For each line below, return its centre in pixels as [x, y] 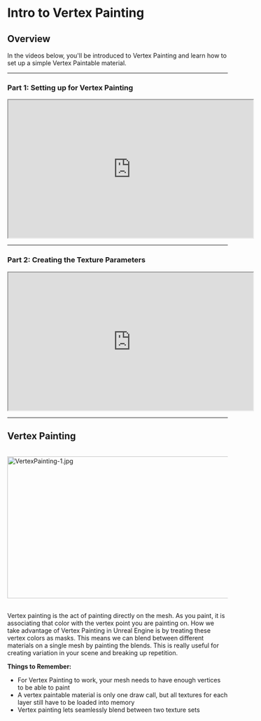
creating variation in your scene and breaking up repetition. [93, 653]
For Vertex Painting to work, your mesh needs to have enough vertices [119, 680]
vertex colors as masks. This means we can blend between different [106, 638]
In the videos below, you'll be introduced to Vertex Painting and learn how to [117, 55]
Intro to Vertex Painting [76, 13]
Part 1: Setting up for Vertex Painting [70, 88]
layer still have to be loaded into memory [76, 703]
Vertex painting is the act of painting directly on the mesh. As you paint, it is [116, 616]
